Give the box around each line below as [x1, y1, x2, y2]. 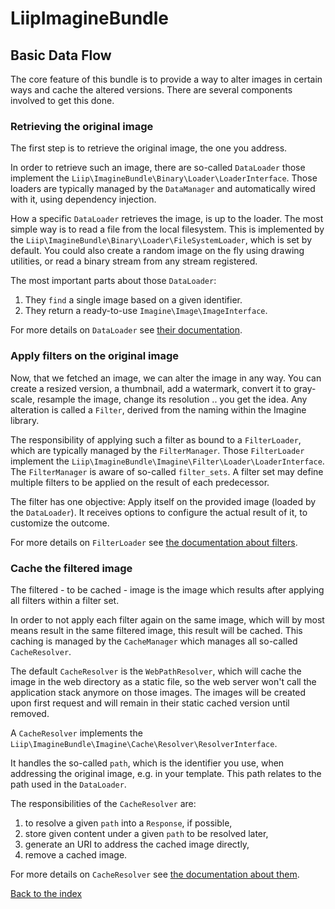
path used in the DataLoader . [10, 778, 127, 790]
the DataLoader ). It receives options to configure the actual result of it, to [10, 506, 308, 518]
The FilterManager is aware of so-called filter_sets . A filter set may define [10, 465, 324, 477]
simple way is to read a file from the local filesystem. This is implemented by [10, 223, 325, 236]
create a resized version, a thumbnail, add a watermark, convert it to [10, 382, 292, 394]
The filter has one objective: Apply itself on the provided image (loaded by [10, 495, 317, 507]
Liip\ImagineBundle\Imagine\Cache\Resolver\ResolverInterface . [10, 737, 278, 749]
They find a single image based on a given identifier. [24, 294, 243, 306]
